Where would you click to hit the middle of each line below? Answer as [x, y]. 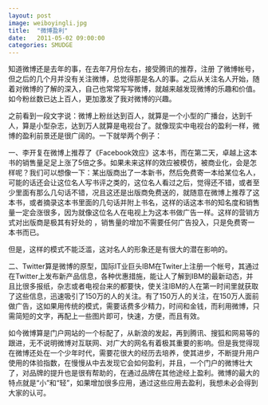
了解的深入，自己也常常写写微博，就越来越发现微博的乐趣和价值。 [151, 89]
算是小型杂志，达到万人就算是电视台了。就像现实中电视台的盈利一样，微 [141, 126]
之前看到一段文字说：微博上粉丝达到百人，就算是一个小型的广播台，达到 [127, 116]
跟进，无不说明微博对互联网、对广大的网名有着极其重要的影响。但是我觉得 [130, 343]
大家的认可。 [29, 393]
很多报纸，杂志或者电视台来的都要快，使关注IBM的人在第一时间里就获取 [140, 286]
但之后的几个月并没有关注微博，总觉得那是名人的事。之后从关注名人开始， [130, 79]
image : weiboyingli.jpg [48, 23]
